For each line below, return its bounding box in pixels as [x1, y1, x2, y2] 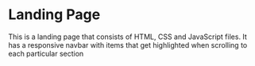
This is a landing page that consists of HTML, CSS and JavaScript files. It [8, 32, 248, 41]
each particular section [8, 49, 84, 58]
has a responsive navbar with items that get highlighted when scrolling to [8, 40, 248, 49]
